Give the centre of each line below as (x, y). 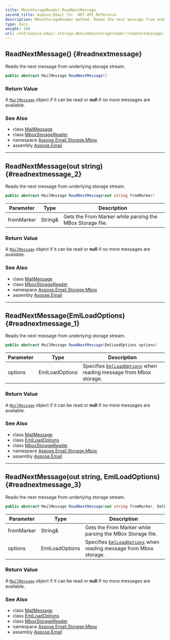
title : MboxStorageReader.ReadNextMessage (51, 10)
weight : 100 (18, 29)
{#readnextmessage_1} (42, 324)
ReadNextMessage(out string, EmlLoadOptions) (83, 477)
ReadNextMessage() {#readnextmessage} (74, 54)
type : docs (17, 24)
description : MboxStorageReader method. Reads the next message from (80, 19)
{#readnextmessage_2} (44, 174)
